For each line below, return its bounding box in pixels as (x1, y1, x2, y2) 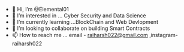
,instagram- (149, 32, 178, 38)
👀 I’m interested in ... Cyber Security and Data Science (11, 12, 146, 19)
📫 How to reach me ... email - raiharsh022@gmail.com (11, 32, 148, 38)
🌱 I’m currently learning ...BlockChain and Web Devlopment (11, 19, 159, 25)
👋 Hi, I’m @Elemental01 (11, 6, 69, 13)
